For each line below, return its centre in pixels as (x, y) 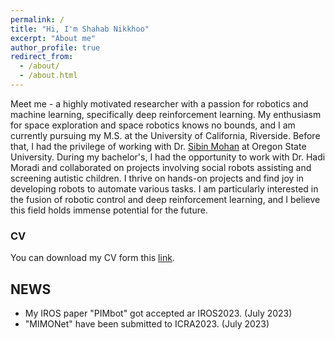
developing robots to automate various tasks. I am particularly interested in (164, 188)
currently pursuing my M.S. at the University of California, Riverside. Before (165, 135)
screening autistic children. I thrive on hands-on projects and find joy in (157, 178)
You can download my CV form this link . (92, 258)
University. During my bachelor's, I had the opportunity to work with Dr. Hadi (168, 157)
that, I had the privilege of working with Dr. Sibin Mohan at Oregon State (158, 146)
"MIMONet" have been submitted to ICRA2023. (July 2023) (147, 323)
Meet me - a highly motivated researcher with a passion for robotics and (159, 103)
